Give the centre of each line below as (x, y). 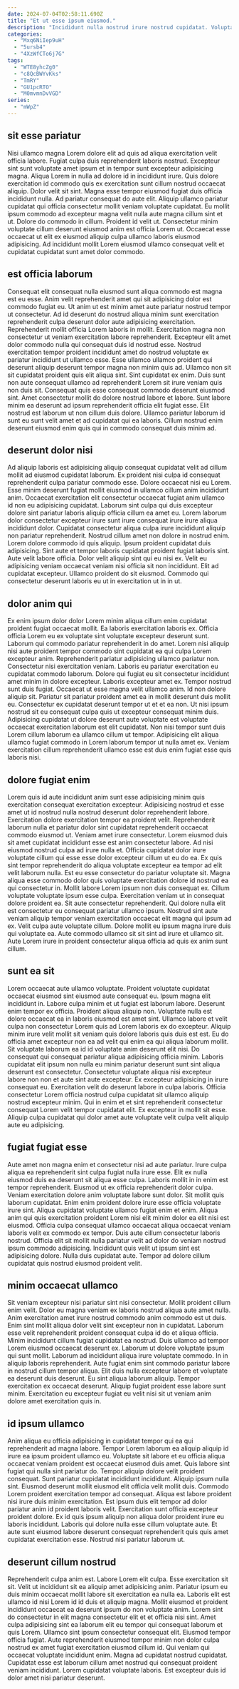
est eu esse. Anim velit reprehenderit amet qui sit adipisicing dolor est (110, 299)
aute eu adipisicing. (36, 1124)
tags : (15, 61)
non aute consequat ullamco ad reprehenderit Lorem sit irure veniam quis (115, 382)
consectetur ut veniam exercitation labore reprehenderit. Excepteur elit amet (119, 337)
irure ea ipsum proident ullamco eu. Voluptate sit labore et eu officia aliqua (116, 1456)
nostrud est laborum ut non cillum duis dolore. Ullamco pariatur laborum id (116, 413)
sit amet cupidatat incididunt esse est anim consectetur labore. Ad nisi (110, 842)
